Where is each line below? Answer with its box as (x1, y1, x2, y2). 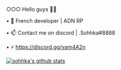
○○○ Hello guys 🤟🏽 (6, 6, 57, 13)
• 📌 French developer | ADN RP (6, 17, 84, 24)
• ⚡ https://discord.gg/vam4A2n (6, 44, 86, 50)
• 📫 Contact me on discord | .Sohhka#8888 (6, 29, 116, 36)
